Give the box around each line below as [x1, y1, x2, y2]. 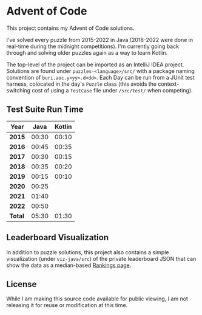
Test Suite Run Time [6, 105, 84, 115]
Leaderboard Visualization [6, 232, 109, 243]
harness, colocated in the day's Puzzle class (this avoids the [6, 80, 157, 88]
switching [6, 86, 31, 94]
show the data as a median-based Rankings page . [6, 261, 132, 269]
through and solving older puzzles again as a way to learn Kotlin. [6, 49, 168, 56]
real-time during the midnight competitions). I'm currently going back [6, 43, 180, 50]
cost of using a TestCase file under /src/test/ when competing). [32, 86, 193, 94]
